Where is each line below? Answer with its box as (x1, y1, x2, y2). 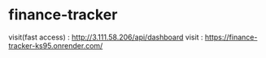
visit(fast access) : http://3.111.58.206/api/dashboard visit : (8, 32, 203, 42)
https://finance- (204, 32, 258, 42)
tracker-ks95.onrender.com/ (8, 40, 103, 50)
